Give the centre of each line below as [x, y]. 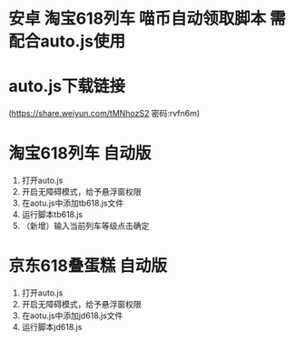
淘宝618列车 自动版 [80, 153]
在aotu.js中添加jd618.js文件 [72, 316]
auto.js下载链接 [67, 86]
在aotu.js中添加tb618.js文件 [73, 203]
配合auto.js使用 [67, 41]
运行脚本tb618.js [52, 215]
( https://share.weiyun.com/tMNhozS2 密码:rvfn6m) [104, 114]
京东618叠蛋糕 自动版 [88, 266]
